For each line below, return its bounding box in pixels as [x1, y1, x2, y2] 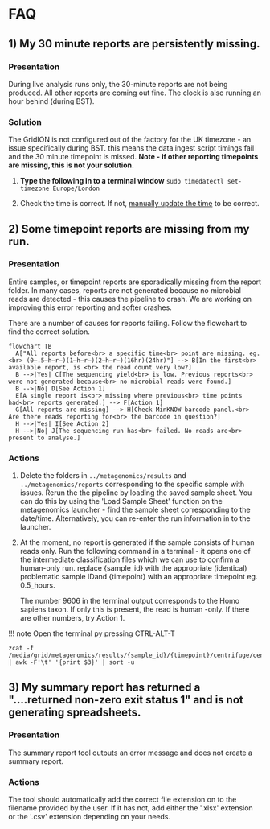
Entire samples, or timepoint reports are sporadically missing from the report [8, 277, 262, 287]
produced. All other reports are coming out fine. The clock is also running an [8, 88, 261, 97]
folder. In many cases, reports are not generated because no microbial [8, 285, 241, 295]
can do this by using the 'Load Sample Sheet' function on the [19, 497, 223, 506]
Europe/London [52, 184, 100, 193]
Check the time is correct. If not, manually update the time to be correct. [19, 199, 260, 208]
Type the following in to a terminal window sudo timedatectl [19, 176, 224, 186]
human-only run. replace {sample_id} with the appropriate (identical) [19, 563, 247, 573]
